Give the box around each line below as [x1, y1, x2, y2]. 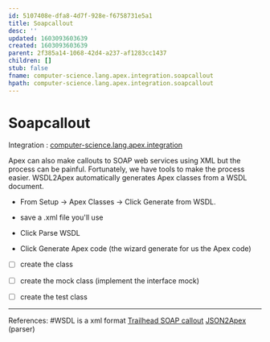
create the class [19, 259, 74, 270]
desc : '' [8, 27, 38, 35]
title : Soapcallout [8, 19, 74, 27]
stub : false [8, 64, 48, 72]
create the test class [19, 291, 88, 302]
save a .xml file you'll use [19, 212, 104, 222]
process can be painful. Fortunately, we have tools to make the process [8, 164, 245, 174]
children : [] [8, 57, 52, 65]
